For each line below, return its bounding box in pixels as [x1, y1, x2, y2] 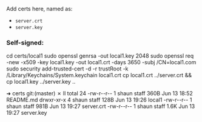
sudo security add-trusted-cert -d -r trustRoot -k [6, 65, 129, 72]
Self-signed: [6, 38, 44, 47]
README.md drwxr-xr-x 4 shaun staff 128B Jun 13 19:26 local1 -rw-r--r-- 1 [6, 97, 192, 104]
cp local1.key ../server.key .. [6, 78, 76, 86]
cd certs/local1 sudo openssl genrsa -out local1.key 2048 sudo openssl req [6, 52, 194, 59]
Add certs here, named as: [6, 5, 73, 12]
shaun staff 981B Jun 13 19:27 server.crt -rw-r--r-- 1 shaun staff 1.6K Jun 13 [6, 103, 195, 110]
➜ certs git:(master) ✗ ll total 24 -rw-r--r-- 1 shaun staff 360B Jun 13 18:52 [6, 90, 193, 97]
